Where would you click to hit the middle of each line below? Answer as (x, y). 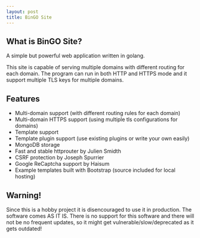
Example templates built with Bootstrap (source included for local (95, 170)
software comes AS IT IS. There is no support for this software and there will (100, 216)
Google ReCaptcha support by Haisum (62, 164)
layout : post (22, 12)
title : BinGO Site (29, 17)
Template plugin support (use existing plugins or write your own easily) (102, 138)
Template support (36, 132)
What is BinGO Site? (44, 41)
